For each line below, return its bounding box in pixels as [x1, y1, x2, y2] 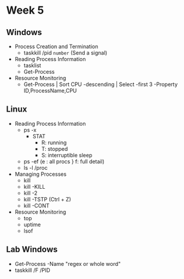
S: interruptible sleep [41, 151, 93, 158]
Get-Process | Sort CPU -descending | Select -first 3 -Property [23, 81, 178, 88]
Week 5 [6, 4, 45, 17]
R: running [41, 139, 67, 146]
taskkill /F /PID [14, 267, 50, 274]
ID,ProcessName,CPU [23, 87, 77, 94]
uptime [23, 221, 41, 228]
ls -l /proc [23, 164, 48, 171]
